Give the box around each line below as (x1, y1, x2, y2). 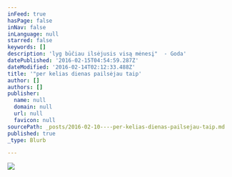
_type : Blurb (7, 136, 46, 143)
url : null (14, 110, 43, 117)
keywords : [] (7, 44, 46, 51)
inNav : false (7, 24, 46, 31)
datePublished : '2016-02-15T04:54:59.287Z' (7, 57, 139, 64)
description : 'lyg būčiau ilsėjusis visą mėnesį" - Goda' (7, 51, 187, 58)
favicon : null (14, 116, 56, 123)
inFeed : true (7, 10, 46, 18)
